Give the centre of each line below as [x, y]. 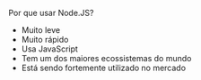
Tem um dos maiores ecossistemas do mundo [106, 58]
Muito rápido [45, 40]
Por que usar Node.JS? [51, 13]
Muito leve [40, 30]
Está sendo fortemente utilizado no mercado [103, 68]
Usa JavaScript [49, 49]
